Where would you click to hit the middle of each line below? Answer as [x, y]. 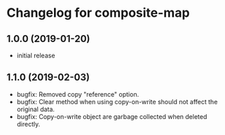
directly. [28, 124]
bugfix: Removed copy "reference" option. [78, 94]
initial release [36, 55]
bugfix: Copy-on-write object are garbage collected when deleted [112, 116]
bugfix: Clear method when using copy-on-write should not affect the [117, 101]
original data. [36, 109]
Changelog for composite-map [98, 13]
